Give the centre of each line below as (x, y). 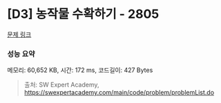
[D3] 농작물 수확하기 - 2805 (83, 14)
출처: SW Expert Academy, (61, 85)
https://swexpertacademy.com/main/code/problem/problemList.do (119, 93)
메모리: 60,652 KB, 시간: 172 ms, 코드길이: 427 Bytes (80, 70)
